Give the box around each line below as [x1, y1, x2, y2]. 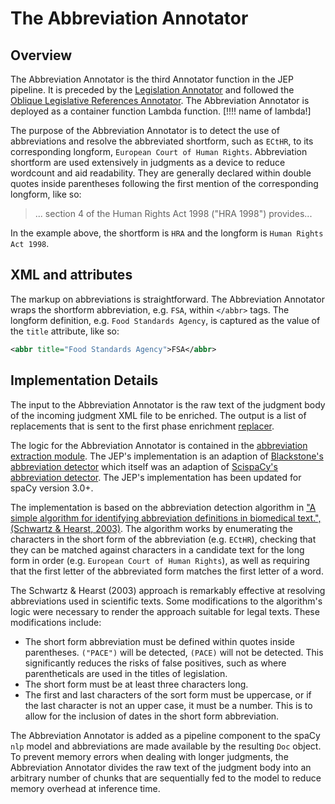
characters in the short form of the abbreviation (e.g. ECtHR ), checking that [10, 533, 317, 545]
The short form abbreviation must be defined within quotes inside [24, 635, 295, 647]
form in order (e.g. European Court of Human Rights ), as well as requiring [10, 554, 310, 566]
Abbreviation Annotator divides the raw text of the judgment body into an [10, 761, 312, 773]
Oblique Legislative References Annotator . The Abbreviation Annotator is [10, 95, 310, 106]
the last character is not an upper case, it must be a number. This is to [24, 699, 313, 711]
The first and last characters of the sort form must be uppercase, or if [24, 688, 312, 701]
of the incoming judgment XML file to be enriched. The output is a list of [10, 409, 307, 421]
